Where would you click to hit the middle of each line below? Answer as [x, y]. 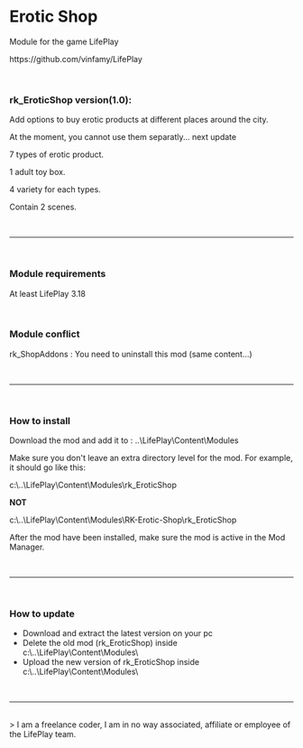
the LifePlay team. [43, 734]
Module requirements [58, 274]
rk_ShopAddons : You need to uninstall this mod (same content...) [131, 354]
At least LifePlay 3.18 [47, 293]
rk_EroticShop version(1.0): [71, 99]
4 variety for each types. [55, 189]
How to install [40, 420]
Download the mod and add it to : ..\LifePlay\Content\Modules [124, 440]
